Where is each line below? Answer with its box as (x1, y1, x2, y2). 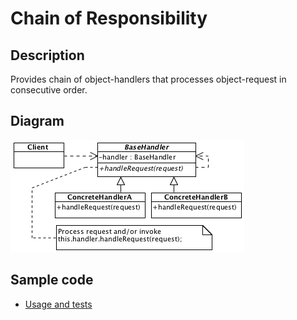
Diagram (10, 113, 65, 130)
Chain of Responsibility (10, 7, 208, 30)
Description (10, 47, 85, 64)
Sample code (10, 272, 94, 289)
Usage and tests (24, 298, 93, 310)
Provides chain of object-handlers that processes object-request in (10, 73, 287, 85)
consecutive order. (10, 84, 88, 96)
